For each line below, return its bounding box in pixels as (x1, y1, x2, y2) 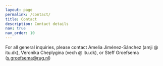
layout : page (5, 7, 33, 12)
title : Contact (5, 16, 37, 21)
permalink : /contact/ (5, 12, 51, 17)
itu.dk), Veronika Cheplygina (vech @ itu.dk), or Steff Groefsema (5, 49, 139, 55)
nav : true (5, 26, 26, 31)
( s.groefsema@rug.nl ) (5, 55, 51, 60)
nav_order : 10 (5, 30, 35, 35)
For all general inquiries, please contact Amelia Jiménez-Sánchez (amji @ (5, 44, 158, 50)
